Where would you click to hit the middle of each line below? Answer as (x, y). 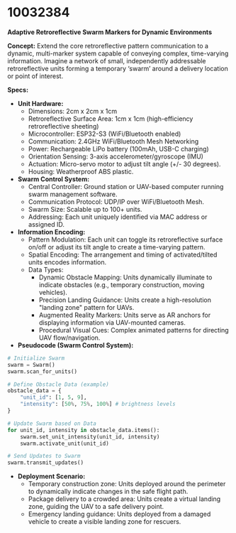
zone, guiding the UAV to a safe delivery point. (96, 507)
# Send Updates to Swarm (44, 456)
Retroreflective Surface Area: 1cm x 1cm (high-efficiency (111, 119)
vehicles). (53, 292)
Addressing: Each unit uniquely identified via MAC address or (118, 217)
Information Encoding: (51, 232)
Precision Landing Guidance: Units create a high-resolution (125, 300)
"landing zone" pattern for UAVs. (86, 307)
